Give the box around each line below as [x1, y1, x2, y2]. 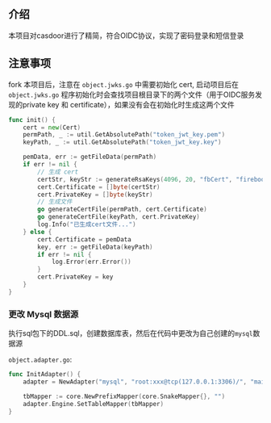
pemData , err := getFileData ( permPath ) [23, 153, 157, 161]
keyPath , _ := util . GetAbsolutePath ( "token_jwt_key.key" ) [23, 138, 222, 147]
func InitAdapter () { [8, 371, 81, 379]
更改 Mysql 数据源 [8, 308, 79, 320]
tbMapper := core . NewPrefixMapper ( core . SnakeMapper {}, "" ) [23, 392, 226, 400]
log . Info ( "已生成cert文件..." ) [37, 220, 136, 228]
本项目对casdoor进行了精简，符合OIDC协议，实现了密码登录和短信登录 [8, 31, 244, 40]
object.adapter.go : [8, 354, 73, 365]
